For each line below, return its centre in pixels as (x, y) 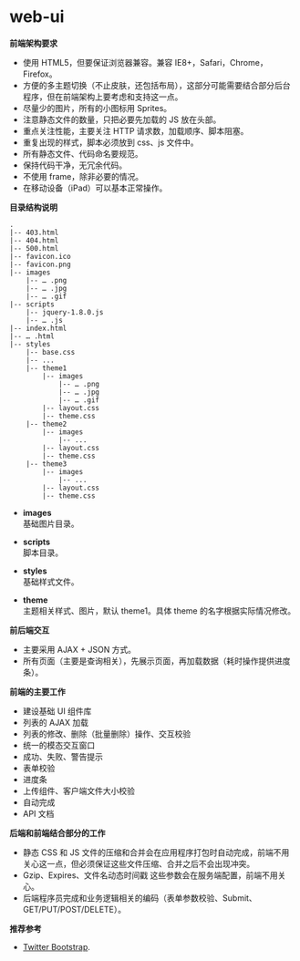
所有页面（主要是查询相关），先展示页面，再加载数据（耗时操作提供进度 (156, 661)
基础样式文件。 (51, 582)
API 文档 (38, 813)
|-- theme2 (47, 424)
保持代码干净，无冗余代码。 (75, 165)
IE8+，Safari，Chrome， (221, 62)
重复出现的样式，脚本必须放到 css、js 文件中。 (110, 142)
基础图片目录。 (51, 523)
